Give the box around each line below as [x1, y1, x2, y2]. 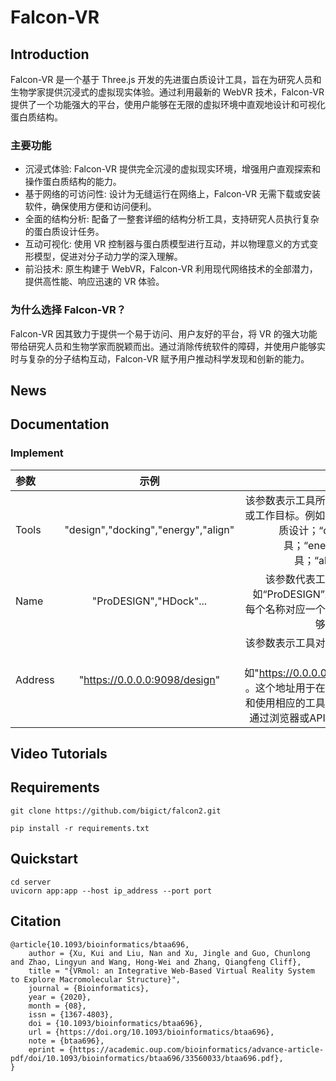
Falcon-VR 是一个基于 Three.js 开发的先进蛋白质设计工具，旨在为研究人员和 [10, 74, 322, 85]
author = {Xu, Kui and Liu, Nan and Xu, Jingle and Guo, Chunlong [28, 948, 311, 958]
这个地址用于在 [254, 681, 326, 695]
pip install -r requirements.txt [10, 823, 150, 833]
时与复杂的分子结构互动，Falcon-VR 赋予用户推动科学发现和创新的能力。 [10, 352, 310, 365]
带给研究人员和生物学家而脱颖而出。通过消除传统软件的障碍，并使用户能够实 [10, 340, 326, 352]
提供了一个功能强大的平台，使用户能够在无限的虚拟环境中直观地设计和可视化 [10, 99, 326, 110]
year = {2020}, [28, 992, 92, 1002]
